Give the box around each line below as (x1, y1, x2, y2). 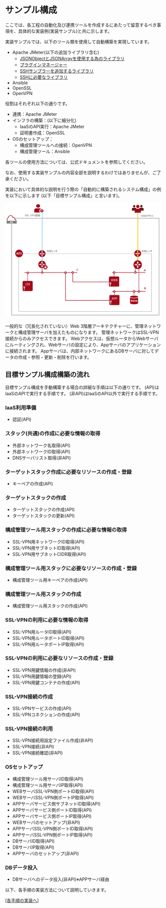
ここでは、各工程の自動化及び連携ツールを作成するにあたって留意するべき (5, 22, 157, 28)
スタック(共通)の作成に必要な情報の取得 (5, 430, 101, 437)
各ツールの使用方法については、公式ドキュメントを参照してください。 (5, 159, 148, 165)
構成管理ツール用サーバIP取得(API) (12, 782, 83, 788)
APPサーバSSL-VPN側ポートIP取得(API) (12, 831, 93, 838)
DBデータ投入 (5, 864, 38, 871)
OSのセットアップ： (12, 136, 54, 142)
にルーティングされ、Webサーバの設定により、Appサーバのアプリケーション (5, 342, 161, 348)
